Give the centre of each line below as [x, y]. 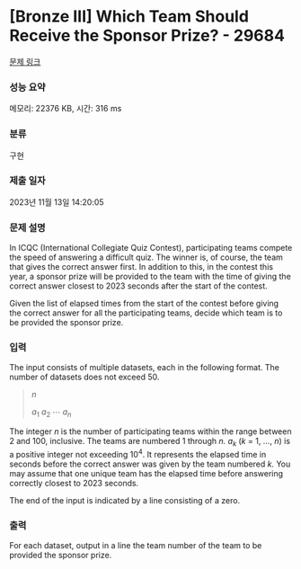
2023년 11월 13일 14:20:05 [57, 202]
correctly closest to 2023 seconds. [74, 483]
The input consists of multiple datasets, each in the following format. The [145, 368]
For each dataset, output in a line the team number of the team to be [136, 545]
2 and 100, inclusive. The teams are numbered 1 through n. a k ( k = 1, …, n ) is [150, 442]
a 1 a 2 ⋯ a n [51, 413]
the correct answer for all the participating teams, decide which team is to [146, 313]
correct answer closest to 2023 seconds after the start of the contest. [138, 286]
